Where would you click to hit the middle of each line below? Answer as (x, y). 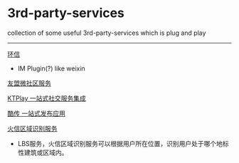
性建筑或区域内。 (43, 152)
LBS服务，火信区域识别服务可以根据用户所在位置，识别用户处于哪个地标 (123, 143)
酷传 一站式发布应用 (36, 113)
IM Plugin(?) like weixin (51, 68)
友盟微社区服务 (29, 83)
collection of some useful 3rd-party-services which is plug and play (107, 33)
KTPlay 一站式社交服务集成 (47, 98)
